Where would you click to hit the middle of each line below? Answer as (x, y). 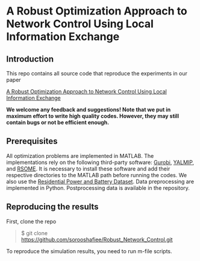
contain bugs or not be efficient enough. (58, 122)
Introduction (30, 59)
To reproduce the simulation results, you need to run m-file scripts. (89, 251)
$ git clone (34, 233)
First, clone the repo (31, 221)
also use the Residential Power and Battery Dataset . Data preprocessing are (100, 181)
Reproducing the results (52, 207)
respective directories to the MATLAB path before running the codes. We (97, 175)
